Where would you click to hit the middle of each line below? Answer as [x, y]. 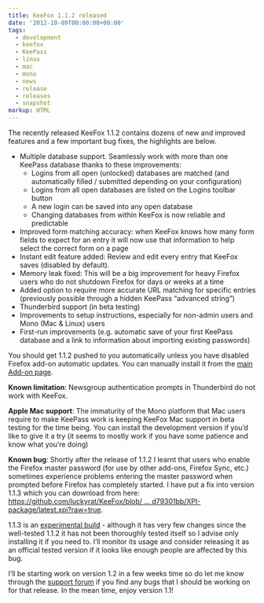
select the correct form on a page [74, 248]
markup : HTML [29, 111]
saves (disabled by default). [64, 265]
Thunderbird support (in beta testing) [80, 307]
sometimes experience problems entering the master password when [121, 476]
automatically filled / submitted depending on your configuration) [136, 181]
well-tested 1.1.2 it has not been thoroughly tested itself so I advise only [123, 533]
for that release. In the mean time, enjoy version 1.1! [91, 590]
